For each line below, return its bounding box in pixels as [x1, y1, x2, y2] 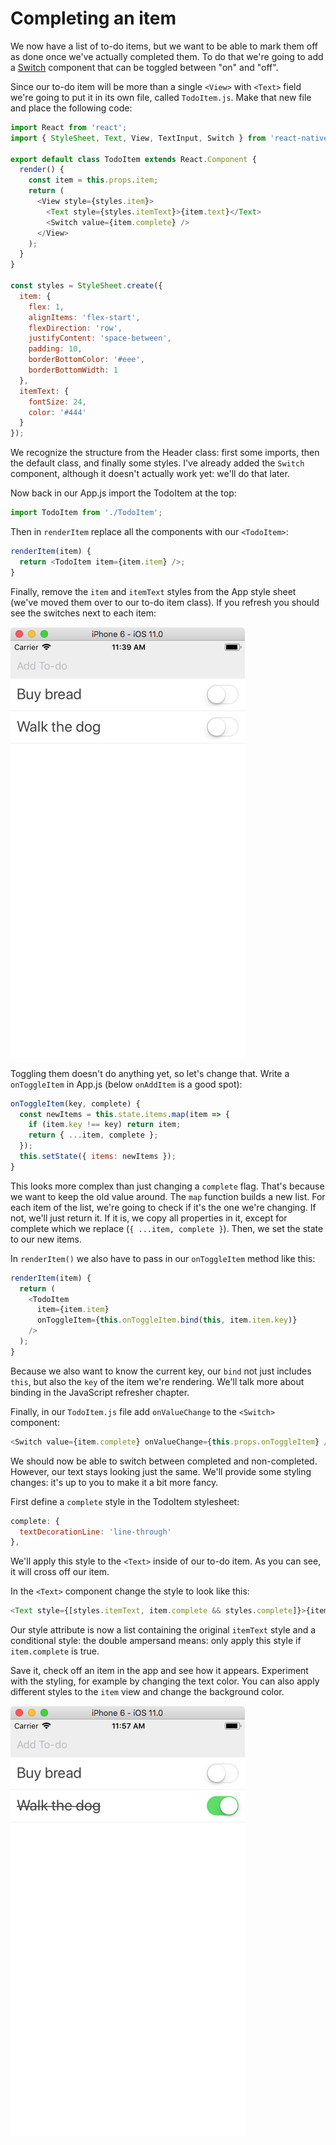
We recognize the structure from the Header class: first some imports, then [10, 447, 320, 459]
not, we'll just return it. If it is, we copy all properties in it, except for [10, 1212, 288, 1224]
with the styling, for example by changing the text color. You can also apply [10, 1675, 320, 1687]
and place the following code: [10, 102, 133, 114]
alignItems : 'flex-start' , [28, 312, 141, 322]
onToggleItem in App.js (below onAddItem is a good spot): [10, 1078, 243, 1090]
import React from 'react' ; [10, 122, 128, 132]
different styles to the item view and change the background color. [10, 1686, 285, 1698]
